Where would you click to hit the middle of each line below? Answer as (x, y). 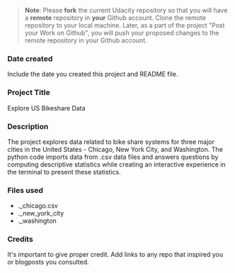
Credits (20, 239)
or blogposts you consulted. (48, 262)
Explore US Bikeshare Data (47, 108)
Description (28, 126)
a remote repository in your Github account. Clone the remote (115, 18)
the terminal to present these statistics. (64, 172)
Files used (25, 190)
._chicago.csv (38, 206)
